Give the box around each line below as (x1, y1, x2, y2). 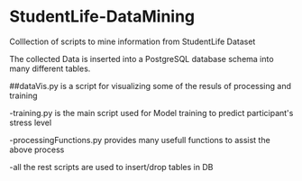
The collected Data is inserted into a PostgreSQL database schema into (9, 53, 274, 64)
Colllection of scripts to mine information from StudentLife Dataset (9, 36, 256, 47)
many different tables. (9, 63, 91, 74)
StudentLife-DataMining (9, 6, 196, 27)
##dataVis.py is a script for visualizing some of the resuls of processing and (9, 80, 291, 91)
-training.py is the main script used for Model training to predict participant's (9, 107, 294, 118)
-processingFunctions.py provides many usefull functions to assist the (9, 134, 270, 145)
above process (9, 144, 65, 155)
